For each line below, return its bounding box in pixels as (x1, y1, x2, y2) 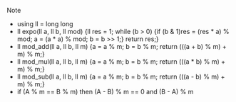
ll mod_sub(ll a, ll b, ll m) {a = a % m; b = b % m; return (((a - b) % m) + (16, 72, 225, 81)
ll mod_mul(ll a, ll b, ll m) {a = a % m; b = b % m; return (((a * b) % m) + (16, 57, 226, 66)
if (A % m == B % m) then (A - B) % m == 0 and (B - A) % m (16, 88, 194, 96)
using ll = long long (16, 20, 73, 28)
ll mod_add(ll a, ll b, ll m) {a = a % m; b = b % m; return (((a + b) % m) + (16, 42, 227, 50)
